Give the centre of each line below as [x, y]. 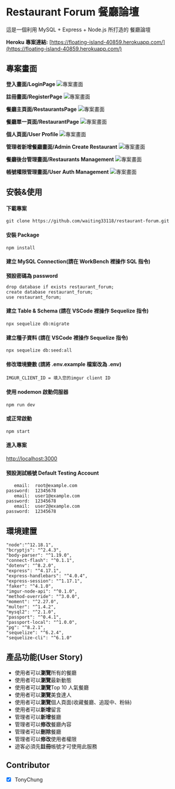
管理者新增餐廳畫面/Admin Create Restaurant [62, 147]
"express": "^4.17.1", [34, 571]
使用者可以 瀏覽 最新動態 [43, 680]
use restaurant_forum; [34, 297]
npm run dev [21, 405]
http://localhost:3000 [32, 458]
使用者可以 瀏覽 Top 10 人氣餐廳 [52, 687]
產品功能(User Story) [45, 657]
